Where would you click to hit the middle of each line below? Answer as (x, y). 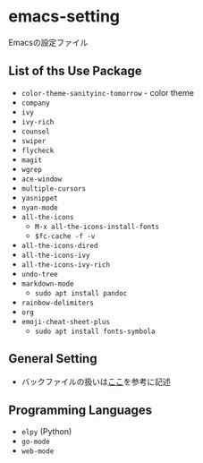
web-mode (38, 451)
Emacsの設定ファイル (48, 42)
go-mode (35, 442)
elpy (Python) (47, 432)
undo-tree (40, 274)
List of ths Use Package (75, 71)
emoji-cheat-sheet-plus (66, 322)
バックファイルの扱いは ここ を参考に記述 (96, 382)
